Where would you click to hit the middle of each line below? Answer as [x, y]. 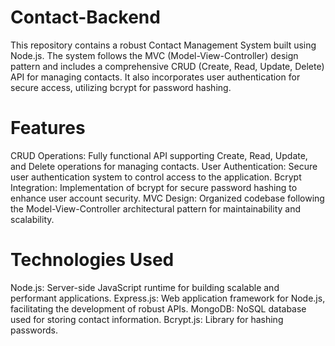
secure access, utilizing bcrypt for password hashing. [121, 87]
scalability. [32, 219]
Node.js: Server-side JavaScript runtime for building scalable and [145, 287]
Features [48, 128]
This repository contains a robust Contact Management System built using [163, 45]
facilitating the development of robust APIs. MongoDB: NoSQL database [158, 308]
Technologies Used [92, 260]
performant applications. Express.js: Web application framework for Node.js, [168, 298]
